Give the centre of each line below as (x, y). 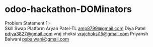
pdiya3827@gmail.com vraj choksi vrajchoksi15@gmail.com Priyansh (76, 33)
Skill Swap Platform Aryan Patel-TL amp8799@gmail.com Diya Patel (75, 28)
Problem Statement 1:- (28, 23)
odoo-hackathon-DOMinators (68, 9)
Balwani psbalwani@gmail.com (37, 39)
